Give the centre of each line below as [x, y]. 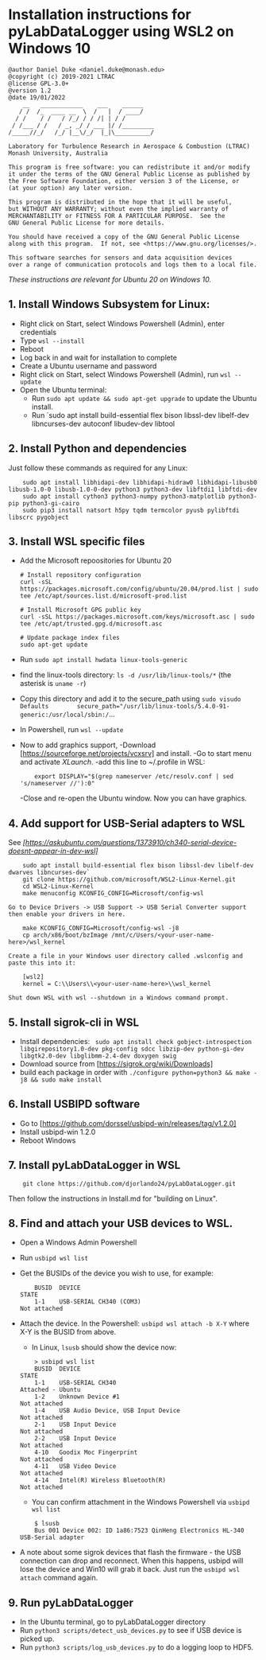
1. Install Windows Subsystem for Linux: [109, 304]
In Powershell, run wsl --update [71, 730]
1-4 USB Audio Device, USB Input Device [107, 1411]
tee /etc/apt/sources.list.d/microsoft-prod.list [104, 596]
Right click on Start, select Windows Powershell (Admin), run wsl [125, 374]
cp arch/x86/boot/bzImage [66, 935]
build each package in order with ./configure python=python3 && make [135, 1072]
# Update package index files [70, 638]
